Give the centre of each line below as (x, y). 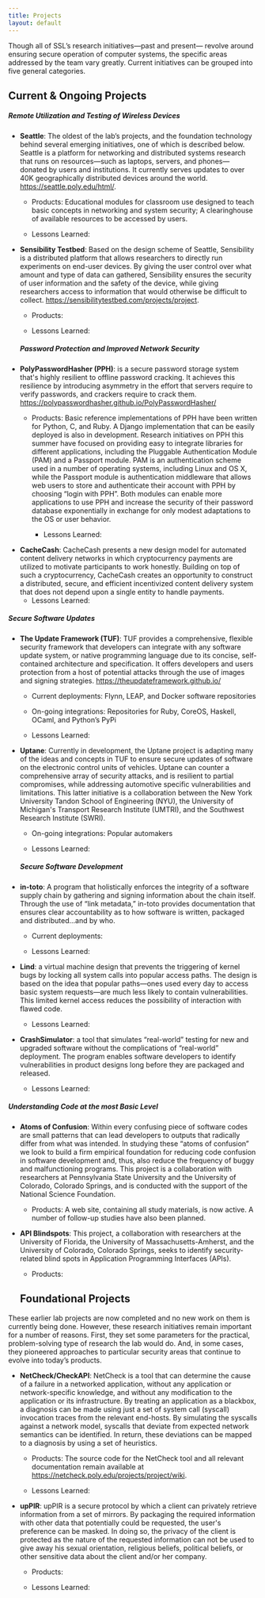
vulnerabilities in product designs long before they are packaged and (132, 1064)
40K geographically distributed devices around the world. (114, 178)
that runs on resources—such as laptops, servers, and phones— (125, 161)
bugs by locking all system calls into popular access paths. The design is (138, 975)
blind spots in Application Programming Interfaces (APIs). (138, 1259)
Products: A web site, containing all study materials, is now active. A (142, 1209)
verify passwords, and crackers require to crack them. (108, 394)
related (31, 1259)
